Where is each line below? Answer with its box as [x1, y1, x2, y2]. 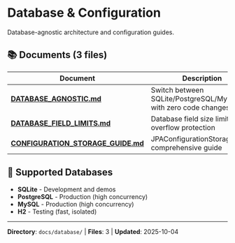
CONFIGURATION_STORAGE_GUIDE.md [10, 138, 145, 148]
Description [182, 73, 222, 83]
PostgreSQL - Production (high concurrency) [17, 192, 148, 200]
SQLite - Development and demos [17, 185, 116, 193]
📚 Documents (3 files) [7, 49, 108, 61]
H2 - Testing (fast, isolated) [17, 207, 97, 216]
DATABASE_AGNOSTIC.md [10, 94, 101, 103]
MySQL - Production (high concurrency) [17, 200, 134, 208]
